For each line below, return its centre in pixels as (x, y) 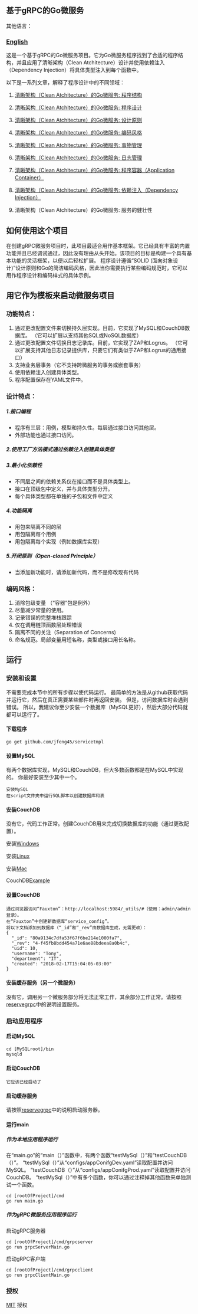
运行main (18, 1124)
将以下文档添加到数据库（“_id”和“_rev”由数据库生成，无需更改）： (77, 928)
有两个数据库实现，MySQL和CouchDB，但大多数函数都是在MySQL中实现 (95, 770)
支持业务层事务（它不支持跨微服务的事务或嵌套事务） (79, 365)
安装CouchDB (23, 810)
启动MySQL (21, 1036)
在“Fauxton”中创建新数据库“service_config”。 (59, 921)
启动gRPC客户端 (26, 1259)
